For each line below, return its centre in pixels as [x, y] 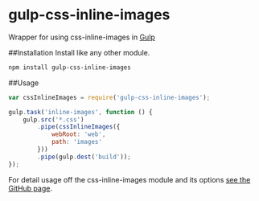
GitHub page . [30, 188]
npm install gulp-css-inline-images [70, 67]
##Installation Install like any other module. [79, 52]
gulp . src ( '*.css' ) [53, 119]
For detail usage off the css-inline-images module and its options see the [129, 179]
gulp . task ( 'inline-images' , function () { [80, 112]
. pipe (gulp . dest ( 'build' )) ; [84, 157]
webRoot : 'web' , [78, 134]
